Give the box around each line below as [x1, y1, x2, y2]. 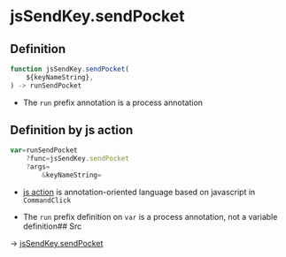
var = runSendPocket [10, 146, 78, 155]
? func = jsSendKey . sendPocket [26, 155, 129, 163]
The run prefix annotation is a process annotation [22, 97, 203, 108]
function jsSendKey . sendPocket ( [10, 64, 129, 73]
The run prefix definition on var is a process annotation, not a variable [22, 211, 278, 222]
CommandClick [22, 196, 72, 205]
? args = [26, 163, 50, 171]
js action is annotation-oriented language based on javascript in [22, 186, 256, 197]
